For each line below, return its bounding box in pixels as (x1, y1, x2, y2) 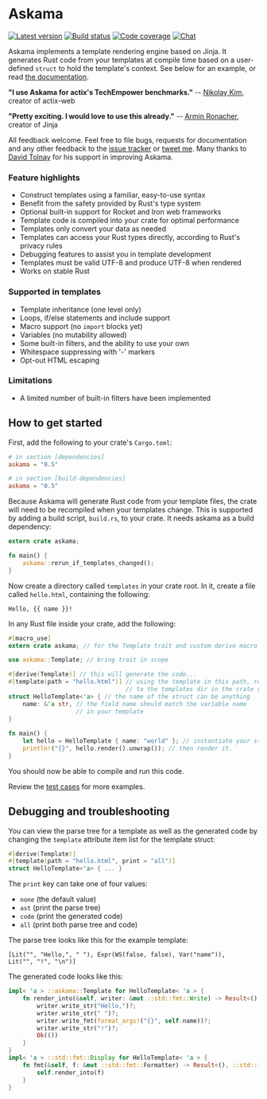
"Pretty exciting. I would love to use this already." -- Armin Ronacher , (8, 111, 240, 120)
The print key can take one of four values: (8, 879, 149, 889)
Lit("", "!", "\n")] (8, 958, 77, 966)
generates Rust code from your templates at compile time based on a (8, 55, 235, 65)
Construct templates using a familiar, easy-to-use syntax (19, 190, 206, 200)
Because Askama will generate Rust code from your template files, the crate (8, 497, 257, 506)
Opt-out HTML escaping (19, 355, 100, 365)
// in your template (75, 707, 145, 716)
